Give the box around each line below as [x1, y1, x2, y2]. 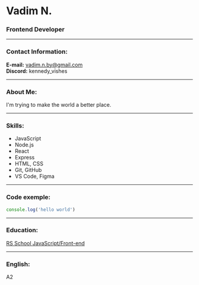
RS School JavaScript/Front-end [6, 239, 85, 246]
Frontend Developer [6, 25, 65, 34]
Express [14, 154, 35, 161]
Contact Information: [6, 47, 68, 56]
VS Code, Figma [14, 173, 55, 180]
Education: [6, 226, 38, 235]
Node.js [14, 141, 34, 149]
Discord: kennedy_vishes [6, 67, 68, 75]
